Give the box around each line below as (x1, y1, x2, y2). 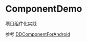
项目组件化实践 (5, 20, 37, 26)
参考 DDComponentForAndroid (5, 31, 71, 37)
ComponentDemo (5, 3, 82, 15)
